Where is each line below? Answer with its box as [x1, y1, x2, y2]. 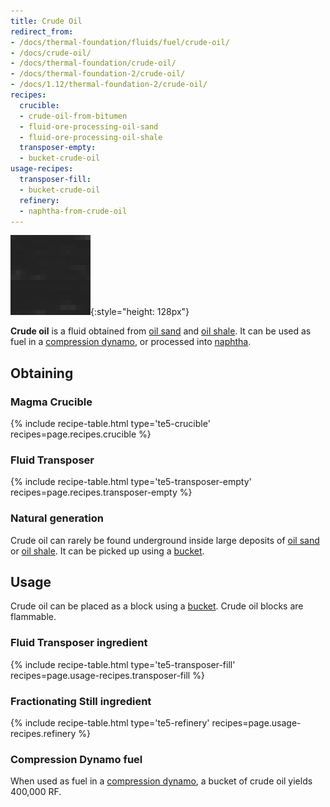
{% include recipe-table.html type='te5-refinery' [10, 717, 210, 729]
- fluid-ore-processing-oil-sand [19, 121, 159, 132]
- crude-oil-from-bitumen [19, 111, 128, 121]
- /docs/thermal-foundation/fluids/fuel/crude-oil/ [10, 37, 230, 47]
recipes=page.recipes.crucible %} [10, 428, 152, 440]
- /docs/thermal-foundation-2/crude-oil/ [10, 69, 186, 79]
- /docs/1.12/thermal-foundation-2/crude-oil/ [10, 80, 208, 90]
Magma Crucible [10, 395, 93, 409]
